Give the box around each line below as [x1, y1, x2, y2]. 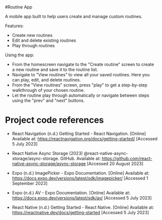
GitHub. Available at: [60, 155, 101, 161]
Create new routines [12, 33, 53, 38]
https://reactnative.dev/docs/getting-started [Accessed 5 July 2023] [12, 209, 149, 215]
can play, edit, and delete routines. [12, 77, 81, 83]
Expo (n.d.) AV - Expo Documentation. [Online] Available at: [12, 189, 131, 196]
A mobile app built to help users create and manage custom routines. [5, 14, 143, 19]
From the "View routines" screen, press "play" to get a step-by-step [12, 82, 147, 88]
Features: [5, 23, 24, 29]
